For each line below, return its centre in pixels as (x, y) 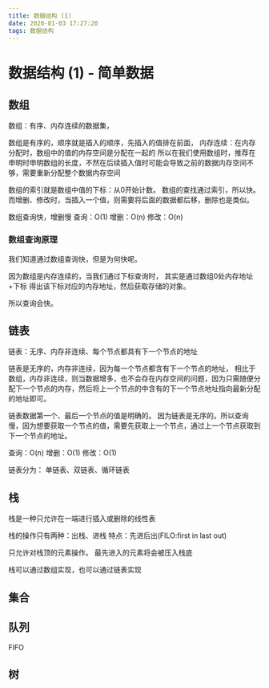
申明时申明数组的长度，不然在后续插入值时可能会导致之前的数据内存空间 (127, 163)
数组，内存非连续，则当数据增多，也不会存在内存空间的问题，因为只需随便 (131, 379)
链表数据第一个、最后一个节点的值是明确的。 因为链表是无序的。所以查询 (128, 416)
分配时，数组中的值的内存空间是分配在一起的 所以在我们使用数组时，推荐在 (132, 153)
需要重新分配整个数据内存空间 (71, 173)
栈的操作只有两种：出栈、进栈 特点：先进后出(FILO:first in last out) (118, 535)
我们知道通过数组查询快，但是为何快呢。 (75, 259)
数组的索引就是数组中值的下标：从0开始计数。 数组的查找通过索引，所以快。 (134, 190)
